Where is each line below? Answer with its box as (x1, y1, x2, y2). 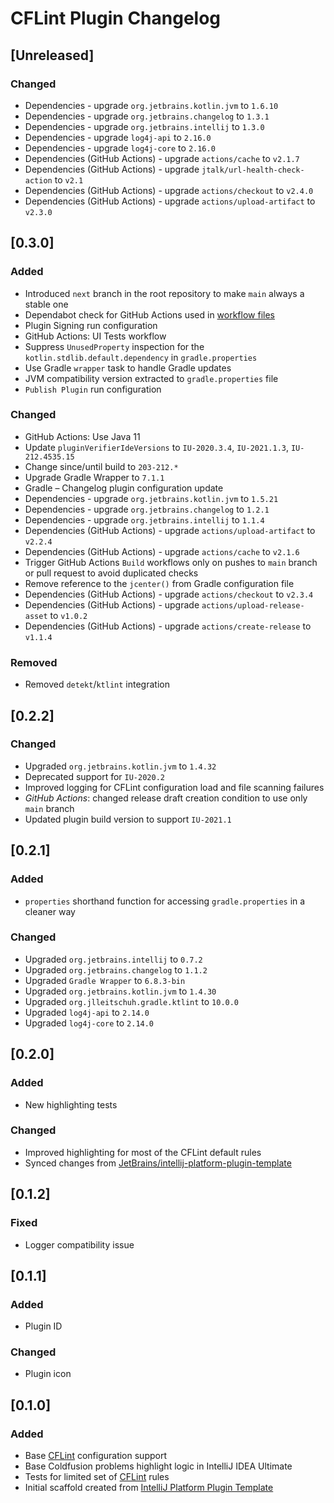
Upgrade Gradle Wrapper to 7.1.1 (24, 471, 165, 483)
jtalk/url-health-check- (201, 165, 305, 175)
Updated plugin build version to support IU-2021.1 (24, 813, 232, 825)
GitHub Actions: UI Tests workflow (24, 330, 167, 342)
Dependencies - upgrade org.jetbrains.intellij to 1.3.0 (24, 120, 265, 132)
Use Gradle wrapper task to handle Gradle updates (24, 362, 232, 374)
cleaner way (24, 905, 76, 917)
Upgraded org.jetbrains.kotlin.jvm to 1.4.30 (24, 985, 217, 997)
